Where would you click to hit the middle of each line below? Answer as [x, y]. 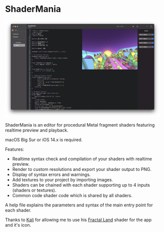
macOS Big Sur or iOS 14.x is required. [44, 139]
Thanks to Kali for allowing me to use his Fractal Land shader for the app [79, 220]
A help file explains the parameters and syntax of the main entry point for [79, 205]
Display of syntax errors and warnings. [51, 174]
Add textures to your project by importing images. [63, 180]
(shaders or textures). [34, 190]
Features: [15, 149]
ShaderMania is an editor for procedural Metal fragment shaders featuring [80, 125]
